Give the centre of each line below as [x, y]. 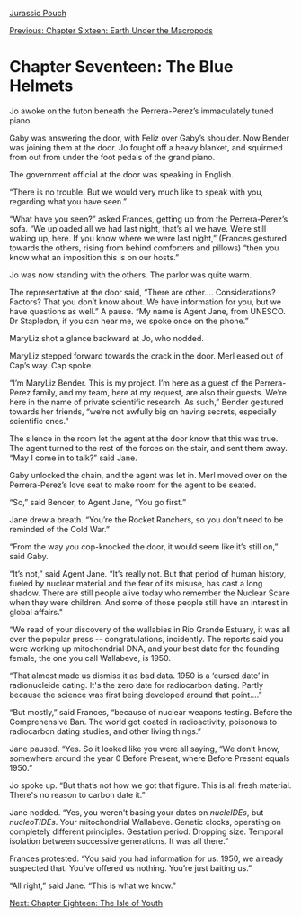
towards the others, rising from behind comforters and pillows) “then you [144, 248]
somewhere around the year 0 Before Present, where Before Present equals [150, 758]
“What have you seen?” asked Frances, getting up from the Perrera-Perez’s [149, 219]
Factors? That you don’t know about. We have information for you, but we [145, 302]
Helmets [41, 86]
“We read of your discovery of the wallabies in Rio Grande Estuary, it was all [150, 629]
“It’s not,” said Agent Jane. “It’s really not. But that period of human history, [148, 573]
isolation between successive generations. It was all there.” [119, 840]
